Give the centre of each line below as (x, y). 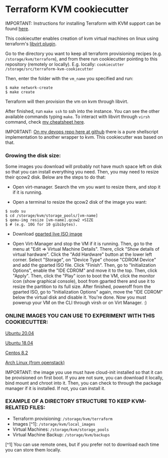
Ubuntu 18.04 (19, 343)
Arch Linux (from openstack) (35, 362)
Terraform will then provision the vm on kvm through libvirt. (67, 101)
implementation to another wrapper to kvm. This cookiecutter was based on (84, 137)
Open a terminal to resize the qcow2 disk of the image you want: (80, 202)
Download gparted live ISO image (47, 234)
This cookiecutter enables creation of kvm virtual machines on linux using (82, 38)
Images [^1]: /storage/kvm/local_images (54, 424)
